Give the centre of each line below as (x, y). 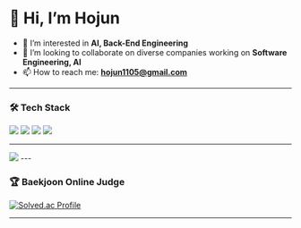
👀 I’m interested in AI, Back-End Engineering (105, 43)
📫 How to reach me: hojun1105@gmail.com (105, 72)
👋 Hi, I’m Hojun (65, 18)
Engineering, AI (52, 62)
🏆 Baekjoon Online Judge (67, 182)
